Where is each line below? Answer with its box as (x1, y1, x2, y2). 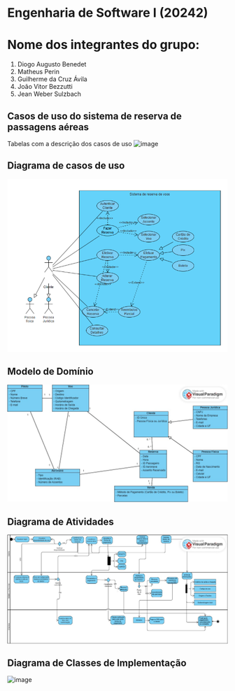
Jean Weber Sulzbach (17, 90, 82, 99)
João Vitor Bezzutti (17, 83, 73, 91)
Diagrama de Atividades (7, 515, 114, 527)
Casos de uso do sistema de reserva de (7, 110, 182, 122)
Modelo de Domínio (7, 366, 94, 378)
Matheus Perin (17, 68, 60, 76)
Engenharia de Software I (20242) (7, 5, 208, 21)
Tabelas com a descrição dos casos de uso (7, 139, 132, 148)
